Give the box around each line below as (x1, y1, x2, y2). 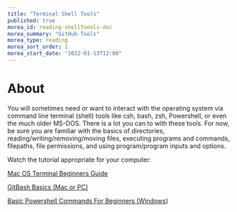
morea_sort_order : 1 (7, 43, 69, 50)
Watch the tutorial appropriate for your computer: (7, 155, 151, 164)
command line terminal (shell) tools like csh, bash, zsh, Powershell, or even (7, 111, 227, 120)
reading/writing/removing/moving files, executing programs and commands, (7, 134, 231, 143)
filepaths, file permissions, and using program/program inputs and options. (7, 141, 226, 150)
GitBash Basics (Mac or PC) (7, 182, 89, 191)
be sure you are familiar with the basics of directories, (7, 126, 165, 135)
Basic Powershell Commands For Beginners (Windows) (7, 196, 169, 205)
